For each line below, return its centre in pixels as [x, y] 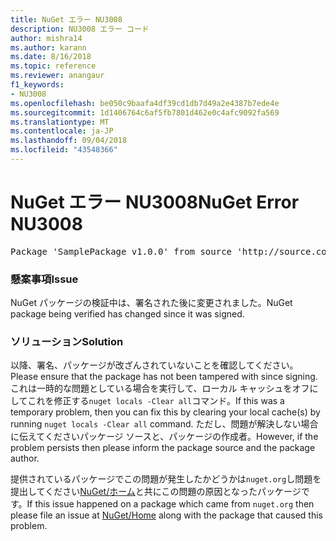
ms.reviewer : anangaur [57, 76]
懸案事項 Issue [44, 279]
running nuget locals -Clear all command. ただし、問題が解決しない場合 [164, 424]
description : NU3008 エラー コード [80, 29]
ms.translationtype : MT [60, 122]
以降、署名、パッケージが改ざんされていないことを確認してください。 [154, 365]
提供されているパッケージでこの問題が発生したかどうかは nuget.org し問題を [166, 479]
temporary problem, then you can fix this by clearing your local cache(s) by [165, 412]
